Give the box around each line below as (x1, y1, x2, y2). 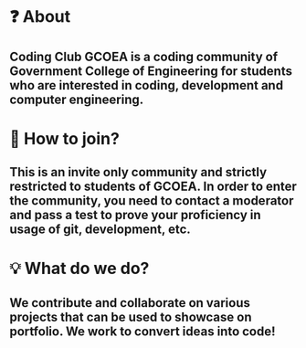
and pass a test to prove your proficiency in (9, 207, 262, 223)
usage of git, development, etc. (9, 222, 192, 237)
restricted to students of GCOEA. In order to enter (9, 179, 297, 195)
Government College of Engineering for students (9, 63, 292, 79)
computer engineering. (9, 91, 144, 107)
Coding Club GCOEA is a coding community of (9, 48, 279, 64)
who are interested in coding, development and (9, 78, 284, 93)
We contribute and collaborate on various (9, 295, 251, 311)
